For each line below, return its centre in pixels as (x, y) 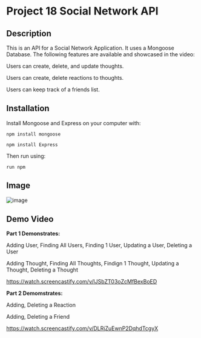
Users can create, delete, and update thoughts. (65, 66)
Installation (28, 109)
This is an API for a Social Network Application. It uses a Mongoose (90, 48)
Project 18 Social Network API (82, 11)
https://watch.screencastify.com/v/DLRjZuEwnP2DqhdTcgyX (82, 328)
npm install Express (32, 145)
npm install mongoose (34, 134)
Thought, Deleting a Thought (42, 270)
